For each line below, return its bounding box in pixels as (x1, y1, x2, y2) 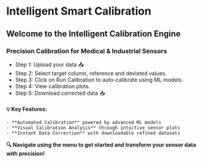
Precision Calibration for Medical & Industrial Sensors (6, 47, 167, 55)
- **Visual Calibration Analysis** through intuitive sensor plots (6, 125, 181, 131)
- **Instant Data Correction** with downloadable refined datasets (6, 130, 181, 136)
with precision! (6, 150, 45, 158)
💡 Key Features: (6, 105, 47, 113)
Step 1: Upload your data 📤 (15, 61, 84, 68)
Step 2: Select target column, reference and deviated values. (15, 69, 167, 77)
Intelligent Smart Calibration (6, 4, 152, 18)
